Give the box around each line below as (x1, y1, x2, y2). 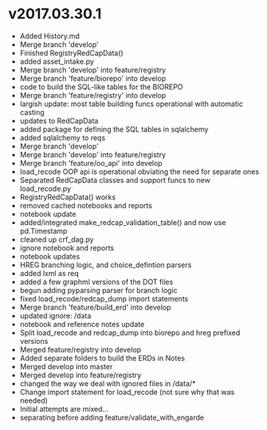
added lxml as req (19, 268, 80, 278)
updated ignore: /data (19, 310, 92, 320)
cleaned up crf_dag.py (19, 235, 94, 244)
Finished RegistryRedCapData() (19, 48, 124, 57)
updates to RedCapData (19, 116, 99, 125)
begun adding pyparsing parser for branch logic (19, 285, 178, 295)
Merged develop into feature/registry (19, 370, 142, 380)
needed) (19, 396, 48, 405)
